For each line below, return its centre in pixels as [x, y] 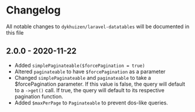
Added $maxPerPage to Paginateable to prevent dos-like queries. [91, 103]
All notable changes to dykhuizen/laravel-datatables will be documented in [98, 26]
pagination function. [39, 96]
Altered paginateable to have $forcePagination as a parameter [90, 72]
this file [15, 32]
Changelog [33, 10]
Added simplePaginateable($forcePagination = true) [80, 65]
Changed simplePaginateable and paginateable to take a [83, 77]
